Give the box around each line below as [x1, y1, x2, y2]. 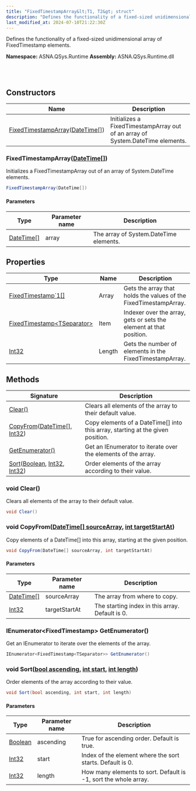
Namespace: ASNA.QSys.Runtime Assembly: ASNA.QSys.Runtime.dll [6, 53, 174, 60]
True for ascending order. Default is [81, 734, 179, 742]
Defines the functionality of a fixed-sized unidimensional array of [6, 36, 162, 43]
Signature [30, 392, 58, 400]
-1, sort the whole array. [81, 775, 149, 783]
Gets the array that [123, 285, 175, 293]
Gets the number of [123, 340, 177, 348]
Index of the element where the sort [81, 751, 180, 759]
